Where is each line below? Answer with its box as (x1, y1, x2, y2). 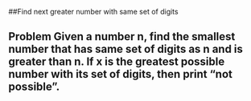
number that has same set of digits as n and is (8, 42, 244, 56)
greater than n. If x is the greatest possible (8, 55, 225, 69)
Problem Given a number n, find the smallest (8, 30, 236, 43)
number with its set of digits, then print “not (8, 67, 233, 81)
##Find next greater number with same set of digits (8, 7, 179, 16)
